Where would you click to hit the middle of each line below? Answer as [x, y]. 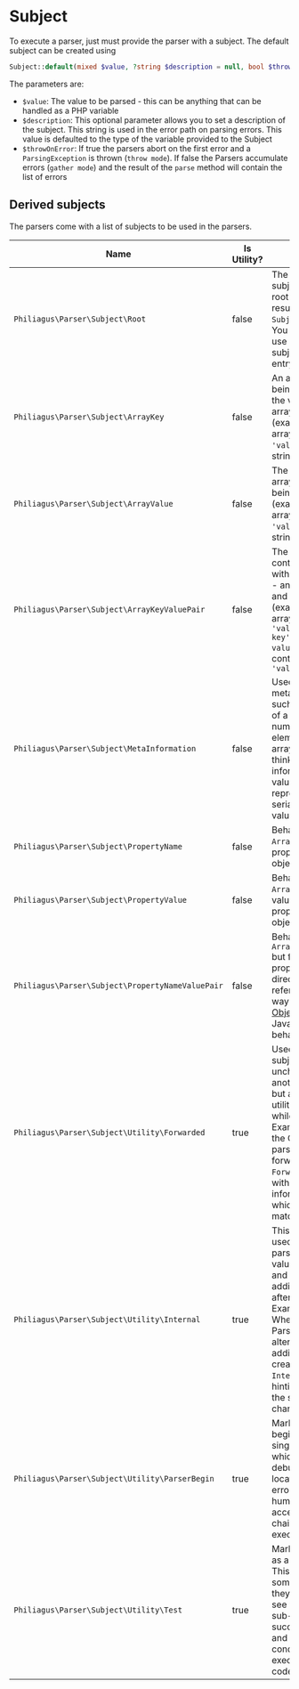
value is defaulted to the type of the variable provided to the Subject [147, 139]
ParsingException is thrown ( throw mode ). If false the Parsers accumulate [155, 158]
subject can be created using [63, 50]
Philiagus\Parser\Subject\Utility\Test [98, 1610]
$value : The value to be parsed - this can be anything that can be [141, 101]
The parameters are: [47, 84]
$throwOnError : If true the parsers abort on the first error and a [136, 148]
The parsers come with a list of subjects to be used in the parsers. [130, 226]
